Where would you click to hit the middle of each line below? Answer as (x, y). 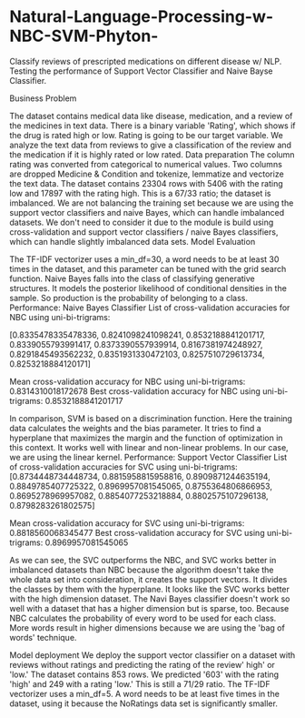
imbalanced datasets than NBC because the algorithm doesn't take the (142, 570)
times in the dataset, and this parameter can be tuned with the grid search (148, 268)
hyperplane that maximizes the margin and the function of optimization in (146, 438)
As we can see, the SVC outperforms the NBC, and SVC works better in (143, 560)
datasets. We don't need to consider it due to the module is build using (142, 222)
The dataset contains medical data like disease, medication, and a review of (151, 116)
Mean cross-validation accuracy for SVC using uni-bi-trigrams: (127, 523)
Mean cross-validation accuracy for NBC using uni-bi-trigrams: (128, 381)
